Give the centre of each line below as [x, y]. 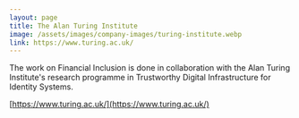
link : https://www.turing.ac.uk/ [72, 42]
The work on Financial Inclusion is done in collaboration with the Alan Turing [150, 68]
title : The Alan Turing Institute [74, 26]
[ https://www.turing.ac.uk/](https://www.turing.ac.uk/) [110, 105]
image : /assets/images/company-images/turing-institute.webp [126, 34]
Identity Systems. [41, 87]
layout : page [34, 17]
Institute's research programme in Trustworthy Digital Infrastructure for [140, 78]
